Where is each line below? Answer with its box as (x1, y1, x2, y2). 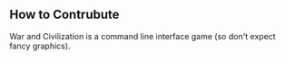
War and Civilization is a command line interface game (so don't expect (9, 30, 276, 41)
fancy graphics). (9, 40, 71, 51)
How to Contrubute (9, 7, 120, 22)
